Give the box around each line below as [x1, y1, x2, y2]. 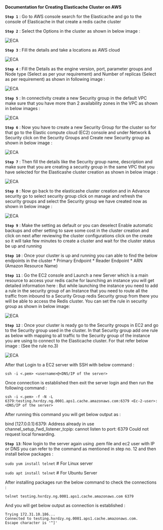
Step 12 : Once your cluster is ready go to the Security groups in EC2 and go [5, 322, 159, 328]
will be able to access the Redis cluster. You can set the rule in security [5, 298, 147, 304]
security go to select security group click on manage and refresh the [5, 193, 143, 199]
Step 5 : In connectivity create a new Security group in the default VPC [5, 95, 147, 101]
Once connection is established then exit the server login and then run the [5, 380, 154, 385]
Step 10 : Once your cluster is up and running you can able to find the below [5, 253, 158, 258]
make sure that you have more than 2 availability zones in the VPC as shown [5, 100, 158, 106]
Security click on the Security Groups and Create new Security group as [5, 135, 150, 140]
